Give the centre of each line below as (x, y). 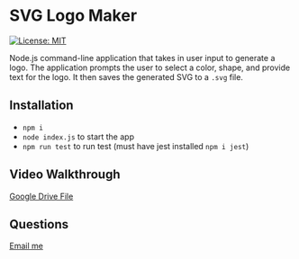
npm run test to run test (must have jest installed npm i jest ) (136, 146)
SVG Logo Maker (73, 16)
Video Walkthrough (65, 175)
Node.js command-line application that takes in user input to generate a (142, 58)
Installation (41, 106)
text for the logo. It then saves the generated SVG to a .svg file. (126, 76)
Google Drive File (41, 196)
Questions (39, 224)
